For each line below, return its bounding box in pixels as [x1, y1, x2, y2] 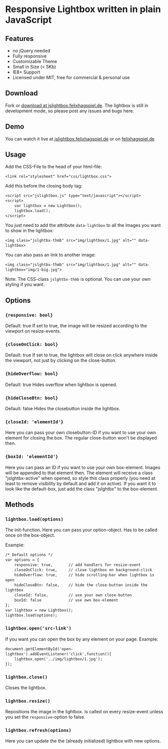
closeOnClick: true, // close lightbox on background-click [14, 568, 152, 573]
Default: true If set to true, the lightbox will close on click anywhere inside [5, 352, 158, 358]
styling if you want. [5, 281, 45, 288]
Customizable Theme [12, 58, 57, 64]
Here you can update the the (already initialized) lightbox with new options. [5, 738, 161, 744]
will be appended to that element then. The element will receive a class [5, 470, 153, 476]
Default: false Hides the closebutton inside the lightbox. [5, 406, 121, 412]
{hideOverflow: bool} [5, 371, 59, 377]
